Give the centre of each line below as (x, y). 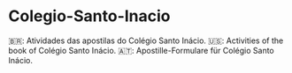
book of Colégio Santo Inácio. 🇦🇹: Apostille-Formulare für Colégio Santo (142, 50)
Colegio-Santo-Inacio (89, 16)
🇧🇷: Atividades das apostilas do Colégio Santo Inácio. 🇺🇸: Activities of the (146, 40)
